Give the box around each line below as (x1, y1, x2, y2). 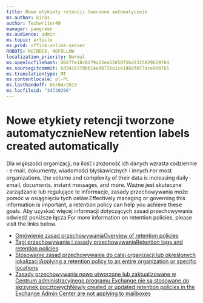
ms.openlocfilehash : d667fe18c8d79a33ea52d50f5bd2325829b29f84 (6, 59, 170, 65)
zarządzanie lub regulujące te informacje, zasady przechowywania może (6, 188, 188, 195)
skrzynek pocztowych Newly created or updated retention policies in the (15, 283, 195, 290)
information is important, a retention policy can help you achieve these (6, 201, 182, 208)
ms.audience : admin (6, 31, 56, 37)
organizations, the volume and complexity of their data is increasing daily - (6, 174, 191, 181)
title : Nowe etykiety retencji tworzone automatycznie (6, 8, 148, 15)
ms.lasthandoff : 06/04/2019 (6, 82, 78, 88)
